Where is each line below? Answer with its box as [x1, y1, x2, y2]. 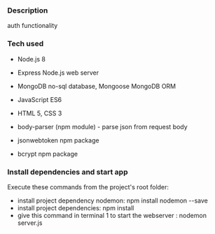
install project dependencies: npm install [17, 203, 134, 212]
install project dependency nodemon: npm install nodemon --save [17, 196, 209, 205]
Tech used [7, 39, 44, 49]
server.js [17, 219, 43, 227]
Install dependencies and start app [7, 167, 128, 177]
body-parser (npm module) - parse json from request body [17, 122, 188, 131]
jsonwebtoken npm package [17, 136, 99, 145]
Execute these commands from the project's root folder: [7, 182, 169, 191]
